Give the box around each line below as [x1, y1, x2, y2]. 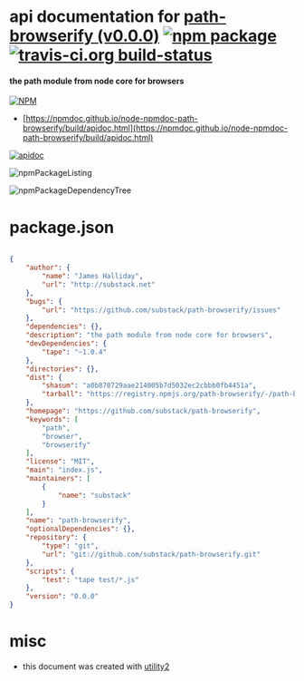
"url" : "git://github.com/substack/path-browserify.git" [42, 550, 261, 559]
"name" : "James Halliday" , [42, 272, 144, 281]
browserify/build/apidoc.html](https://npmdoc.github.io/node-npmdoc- [22, 122, 288, 133]
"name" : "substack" [57, 491, 131, 500]
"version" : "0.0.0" [25, 592, 100, 601]
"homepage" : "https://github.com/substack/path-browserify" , [25, 406, 261, 416]
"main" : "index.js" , [25, 465, 103, 475]
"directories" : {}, [25, 365, 100, 374]
